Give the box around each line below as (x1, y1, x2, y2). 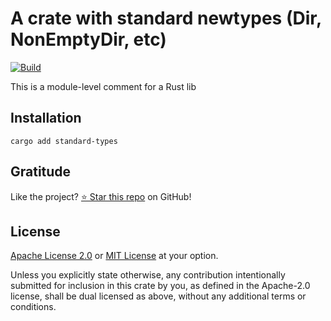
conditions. (10, 301, 57, 313)
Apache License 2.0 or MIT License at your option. (10, 250, 219, 262)
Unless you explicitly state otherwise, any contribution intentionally (10, 269, 286, 281)
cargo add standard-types (10, 136, 118, 146)
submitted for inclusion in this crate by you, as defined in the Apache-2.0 (10, 280, 311, 292)
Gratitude (10, 163, 72, 181)
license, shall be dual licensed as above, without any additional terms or (10, 290, 307, 302)
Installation (10, 110, 82, 127)
